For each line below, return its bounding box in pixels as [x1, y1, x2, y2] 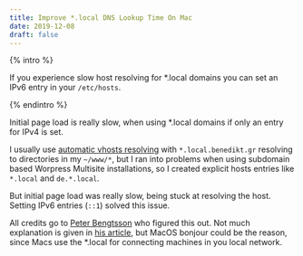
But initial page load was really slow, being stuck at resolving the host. [9, 191, 271, 202]
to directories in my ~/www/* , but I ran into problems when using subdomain [9, 154, 290, 165]
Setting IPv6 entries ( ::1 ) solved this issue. [9, 200, 171, 211]
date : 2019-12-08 [9, 22, 75, 31]
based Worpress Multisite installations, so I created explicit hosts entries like [9, 164, 295, 175]
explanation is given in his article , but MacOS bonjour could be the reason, [9, 227, 288, 238]
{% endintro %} [9, 100, 68, 110]
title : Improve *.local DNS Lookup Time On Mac [9, 13, 193, 23]
